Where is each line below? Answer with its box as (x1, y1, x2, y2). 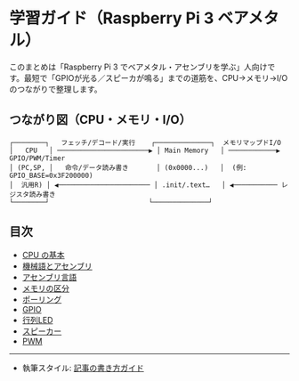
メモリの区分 (21, 282, 69, 294)
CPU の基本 (21, 249, 65, 260)
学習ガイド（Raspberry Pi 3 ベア (9, 8, 248, 28)
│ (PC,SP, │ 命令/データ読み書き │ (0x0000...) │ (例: (9, 163, 247, 172)
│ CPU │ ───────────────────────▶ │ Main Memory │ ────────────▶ (9, 146, 280, 155)
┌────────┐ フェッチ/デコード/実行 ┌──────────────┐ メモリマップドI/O (9, 138, 282, 147)
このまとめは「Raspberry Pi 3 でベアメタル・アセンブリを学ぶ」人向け (9, 61, 268, 72)
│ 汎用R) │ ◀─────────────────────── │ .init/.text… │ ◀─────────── (9, 180, 278, 190)
